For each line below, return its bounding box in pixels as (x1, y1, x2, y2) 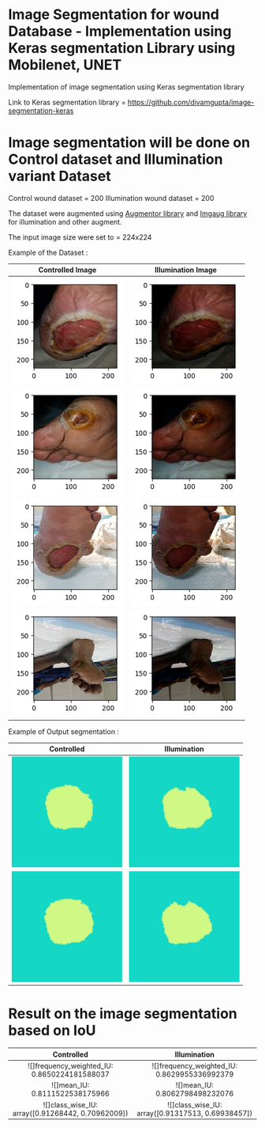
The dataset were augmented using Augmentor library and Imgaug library (8, 208, 248, 218)
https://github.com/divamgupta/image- (127, 97, 255, 107)
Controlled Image (38, 265, 97, 274)
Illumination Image (155, 265, 217, 274)
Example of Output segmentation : (8, 726, 120, 736)
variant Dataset (8, 168, 112, 185)
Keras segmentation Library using (8, 40, 236, 57)
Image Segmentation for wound (8, 6, 219, 24)
